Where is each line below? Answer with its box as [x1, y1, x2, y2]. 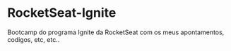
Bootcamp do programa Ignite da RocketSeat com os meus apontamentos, [7, 28, 225, 36]
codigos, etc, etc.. [7, 35, 60, 43]
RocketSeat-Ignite [7, 5, 117, 21]
